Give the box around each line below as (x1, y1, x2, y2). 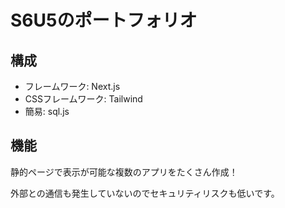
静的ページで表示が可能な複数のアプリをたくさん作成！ (10, 166, 238, 178)
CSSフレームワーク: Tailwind (24, 93, 143, 105)
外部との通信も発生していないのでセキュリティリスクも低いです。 (10, 187, 280, 199)
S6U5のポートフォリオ (10, 9, 198, 32)
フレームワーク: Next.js (24, 81, 121, 92)
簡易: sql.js (24, 106, 70, 117)
